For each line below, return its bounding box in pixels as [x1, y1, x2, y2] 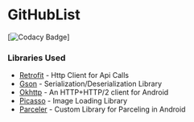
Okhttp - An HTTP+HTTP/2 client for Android [19, 87, 169, 97]
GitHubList [7, 6, 81, 24]
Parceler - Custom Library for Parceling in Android [19, 104, 186, 114]
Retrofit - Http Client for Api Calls [19, 71, 130, 80]
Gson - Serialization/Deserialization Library [19, 79, 163, 89]
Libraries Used [7, 52, 66, 63]
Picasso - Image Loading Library [19, 96, 128, 106]
